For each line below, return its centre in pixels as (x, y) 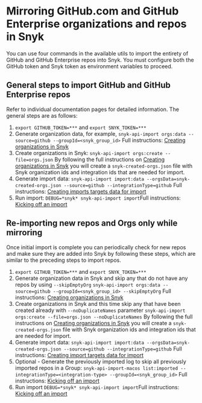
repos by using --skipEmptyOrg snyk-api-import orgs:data (88, 284)
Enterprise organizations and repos (96, 24)
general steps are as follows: (42, 115)
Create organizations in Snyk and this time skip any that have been (98, 303)
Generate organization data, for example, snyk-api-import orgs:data (100, 133)
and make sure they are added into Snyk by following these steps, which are (101, 253)
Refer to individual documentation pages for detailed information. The (93, 109)
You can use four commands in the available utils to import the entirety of (97, 53)
